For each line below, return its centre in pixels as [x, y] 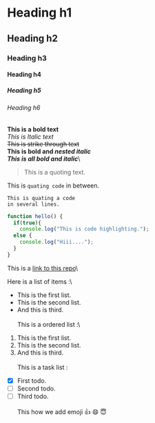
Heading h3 [27, 58]
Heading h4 [24, 75]
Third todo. [33, 396]
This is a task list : [42, 367]
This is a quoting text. [55, 172]
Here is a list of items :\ [40, 281]
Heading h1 [40, 13]
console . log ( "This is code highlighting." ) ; [84, 229]
